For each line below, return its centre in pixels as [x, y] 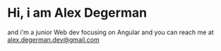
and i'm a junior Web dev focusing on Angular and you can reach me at [110, 32]
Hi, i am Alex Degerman [77, 13]
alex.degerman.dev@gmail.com [54, 39]
